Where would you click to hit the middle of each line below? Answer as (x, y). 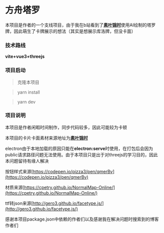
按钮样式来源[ (19, 171)
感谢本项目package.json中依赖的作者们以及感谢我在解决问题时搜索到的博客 (82, 219)
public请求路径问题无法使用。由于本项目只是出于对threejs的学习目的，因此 (82, 154)
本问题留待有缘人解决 (27, 161)
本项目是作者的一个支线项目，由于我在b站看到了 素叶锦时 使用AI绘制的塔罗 (80, 25)
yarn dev (26, 102)
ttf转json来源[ (19, 203)
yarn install (29, 92)
